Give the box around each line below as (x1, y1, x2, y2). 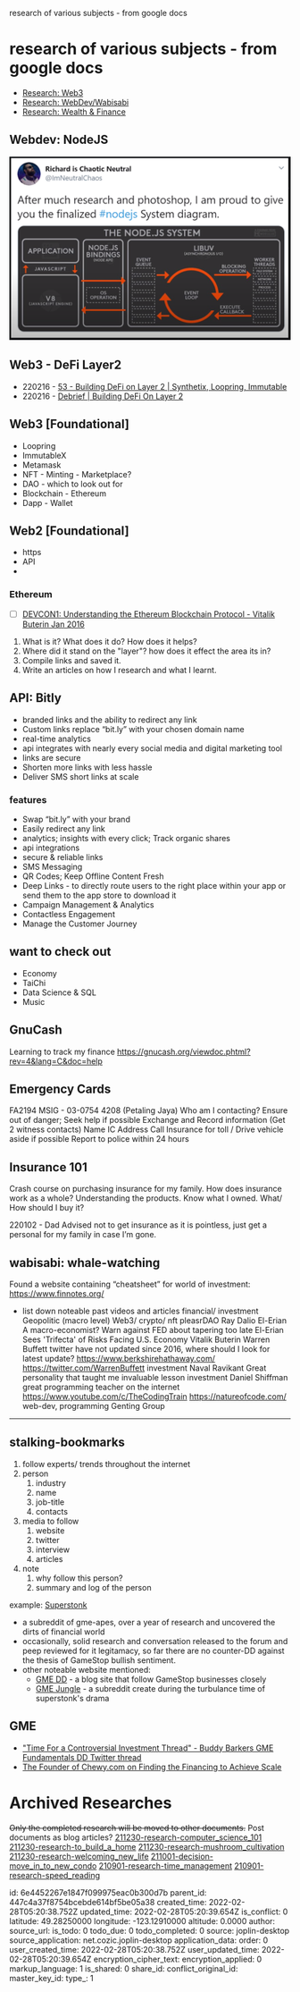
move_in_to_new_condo (9, 1860, 97, 1871)
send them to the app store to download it (21, 890, 177, 900)
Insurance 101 (9, 1160, 87, 1175)
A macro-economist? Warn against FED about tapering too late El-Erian (21, 1325, 284, 1335)
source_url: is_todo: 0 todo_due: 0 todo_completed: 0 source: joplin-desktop (9, 1925, 290, 1936)
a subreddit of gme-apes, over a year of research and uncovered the (21, 1616, 276, 1627)
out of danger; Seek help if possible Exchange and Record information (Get (9, 1115, 286, 1126)
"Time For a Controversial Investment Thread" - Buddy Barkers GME (21, 1743, 274, 1753)
